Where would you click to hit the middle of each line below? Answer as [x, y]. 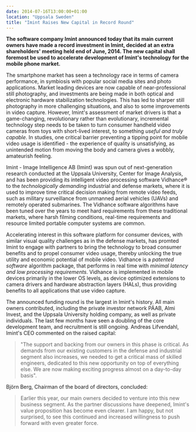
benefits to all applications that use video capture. [66, 291]
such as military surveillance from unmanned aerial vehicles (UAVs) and [92, 198]
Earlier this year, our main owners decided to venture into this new [100, 398]
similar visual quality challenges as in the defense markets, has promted [92, 241]
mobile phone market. [33, 64]
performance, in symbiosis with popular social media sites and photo [89, 81]
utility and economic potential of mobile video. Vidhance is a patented [90, 260]
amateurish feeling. [29, 156]
